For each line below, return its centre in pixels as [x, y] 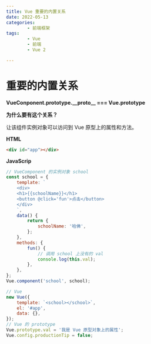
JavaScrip [19, 161]
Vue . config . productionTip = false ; [50, 335]
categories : [21, 22]
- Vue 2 [36, 50]
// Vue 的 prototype [31, 325]
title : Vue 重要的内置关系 [36, 11]
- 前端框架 [39, 28]
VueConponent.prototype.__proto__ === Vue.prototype [76, 102]
